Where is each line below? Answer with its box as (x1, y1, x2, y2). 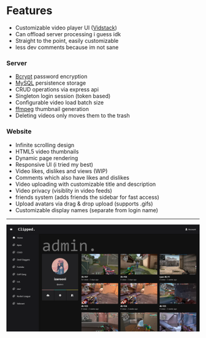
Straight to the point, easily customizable (15, 37, 119, 44)
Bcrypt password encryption (15, 73, 88, 80)
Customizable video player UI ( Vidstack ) (15, 24, 118, 31)
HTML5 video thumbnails (15, 148, 79, 155)
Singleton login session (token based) (15, 93, 111, 100)
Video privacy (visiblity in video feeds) (15, 186, 112, 194)
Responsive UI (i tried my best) (15, 161, 94, 168)
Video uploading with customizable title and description (15, 180, 156, 188)
